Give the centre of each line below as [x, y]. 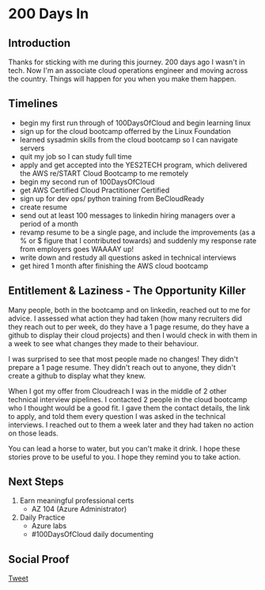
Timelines [33, 104]
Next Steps [36, 482]
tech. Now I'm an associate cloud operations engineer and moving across [128, 70]
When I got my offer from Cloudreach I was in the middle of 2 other [117, 391]
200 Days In [49, 14]
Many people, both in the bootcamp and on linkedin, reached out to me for [129, 310]
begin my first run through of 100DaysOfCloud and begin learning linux [135, 123]
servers [32, 148]
